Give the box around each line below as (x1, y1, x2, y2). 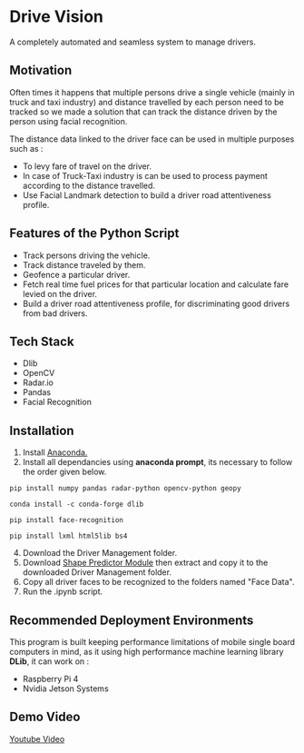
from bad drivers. (22, 307, 88, 319)
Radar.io (22, 377, 54, 388)
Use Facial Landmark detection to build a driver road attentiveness (22, 189, 272, 201)
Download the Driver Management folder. (22, 548, 178, 559)
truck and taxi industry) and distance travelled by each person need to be (9, 96, 284, 107)
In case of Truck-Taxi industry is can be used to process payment (22, 170, 268, 181)
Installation (9, 422, 74, 438)
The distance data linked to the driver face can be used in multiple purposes (9, 134, 295, 144)
